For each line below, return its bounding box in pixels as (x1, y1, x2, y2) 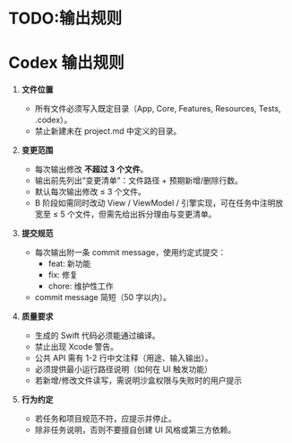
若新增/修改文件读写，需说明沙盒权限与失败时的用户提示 (34, 375, 243, 386)
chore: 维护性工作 (47, 280, 114, 292)
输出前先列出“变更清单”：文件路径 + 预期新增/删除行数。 (34, 175, 244, 186)
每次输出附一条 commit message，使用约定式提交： (34, 247, 227, 258)
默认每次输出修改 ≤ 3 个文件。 (34, 186, 147, 198)
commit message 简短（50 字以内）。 (34, 292, 172, 303)
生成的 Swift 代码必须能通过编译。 (34, 330, 160, 341)
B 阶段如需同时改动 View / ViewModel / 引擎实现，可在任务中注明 (34, 198, 276, 208)
